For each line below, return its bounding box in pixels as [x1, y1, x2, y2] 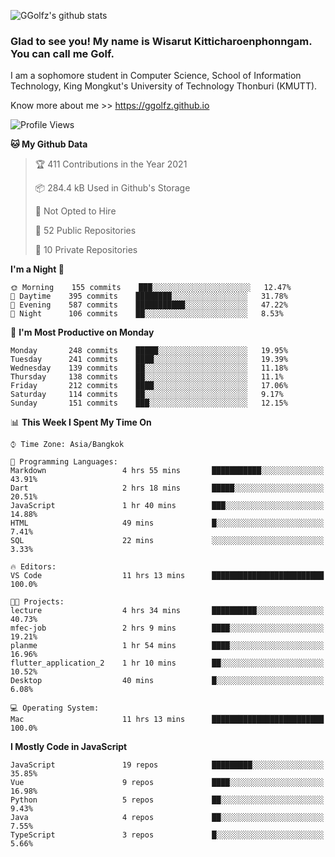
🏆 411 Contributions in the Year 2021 [34, 158, 188, 170]
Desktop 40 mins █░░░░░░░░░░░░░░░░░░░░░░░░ [10, 676, 325, 686]
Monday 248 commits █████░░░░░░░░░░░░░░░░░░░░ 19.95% [10, 346, 288, 356]
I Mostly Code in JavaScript [10, 741, 128, 753]
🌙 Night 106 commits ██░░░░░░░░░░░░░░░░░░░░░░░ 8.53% [10, 309, 284, 319]
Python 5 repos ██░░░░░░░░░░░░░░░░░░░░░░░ [10, 795, 325, 805]
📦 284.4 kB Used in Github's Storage [34, 182, 191, 194]
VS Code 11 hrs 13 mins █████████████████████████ [10, 571, 325, 581]
